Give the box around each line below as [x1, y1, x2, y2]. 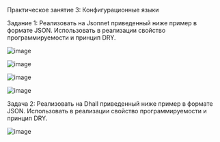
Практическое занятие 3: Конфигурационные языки [7, 6, 159, 14]
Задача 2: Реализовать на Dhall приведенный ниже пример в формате [7, 100, 213, 108]
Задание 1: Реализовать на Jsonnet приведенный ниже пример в [7, 19, 197, 27]
